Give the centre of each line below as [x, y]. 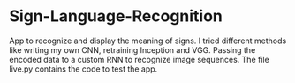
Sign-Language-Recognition [116, 16]
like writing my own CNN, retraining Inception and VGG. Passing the [132, 49]
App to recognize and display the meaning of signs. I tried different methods [148, 41]
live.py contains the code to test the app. [83, 69]
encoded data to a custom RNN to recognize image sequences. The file [139, 59]
